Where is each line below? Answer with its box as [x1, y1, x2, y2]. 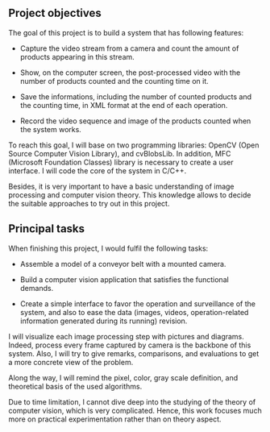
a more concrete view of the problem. [8, 357, 134, 367]
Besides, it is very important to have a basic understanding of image [8, 181, 235, 191]
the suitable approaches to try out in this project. [8, 198, 170, 208]
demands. [19, 283, 54, 293]
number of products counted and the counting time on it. [19, 76, 209, 85]
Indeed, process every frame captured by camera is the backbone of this [8, 340, 251, 350]
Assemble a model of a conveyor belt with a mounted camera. [19, 259, 226, 268]
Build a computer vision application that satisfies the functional [19, 274, 230, 285]
